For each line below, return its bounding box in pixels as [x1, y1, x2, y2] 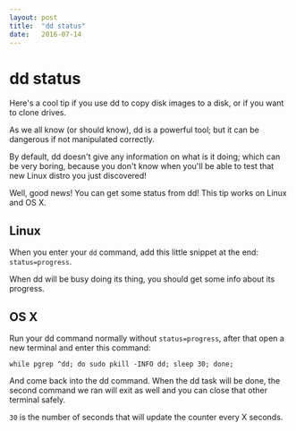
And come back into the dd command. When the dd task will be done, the [9, 375, 281, 385]
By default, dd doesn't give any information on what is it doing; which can [9, 151, 281, 162]
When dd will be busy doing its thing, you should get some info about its [9, 274, 275, 284]
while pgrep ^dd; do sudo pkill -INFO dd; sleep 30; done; [9, 359, 234, 368]
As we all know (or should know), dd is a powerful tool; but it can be [9, 124, 259, 135]
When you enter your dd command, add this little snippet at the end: [9, 247, 259, 258]
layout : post [9, 13, 58, 22]
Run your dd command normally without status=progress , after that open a [9, 333, 284, 343]
